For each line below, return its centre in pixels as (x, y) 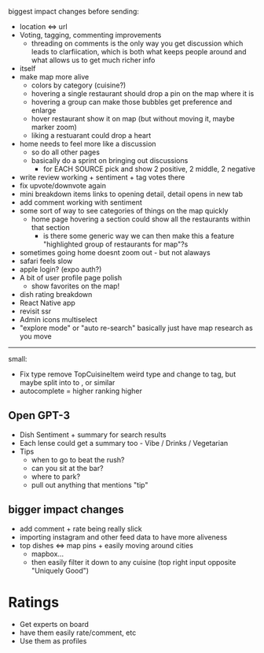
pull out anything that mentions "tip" (90, 484)
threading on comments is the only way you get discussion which (137, 43)
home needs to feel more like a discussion (88, 144)
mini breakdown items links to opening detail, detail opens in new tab (131, 194)
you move (36, 336)
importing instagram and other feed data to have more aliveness (123, 537)
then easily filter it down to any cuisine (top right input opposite (134, 562)
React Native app (48, 303)
